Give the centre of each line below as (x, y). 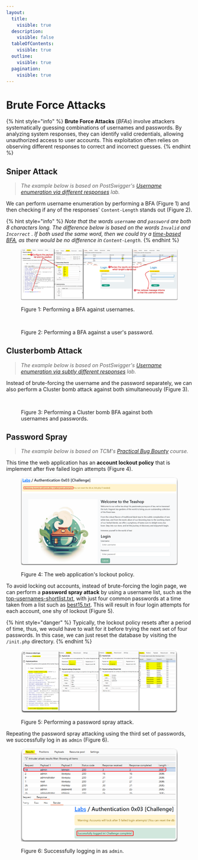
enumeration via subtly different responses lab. (78, 371)
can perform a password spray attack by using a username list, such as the (99, 592)
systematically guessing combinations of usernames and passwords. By (94, 128)
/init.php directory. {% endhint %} (49, 641)
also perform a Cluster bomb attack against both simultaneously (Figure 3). (98, 389)
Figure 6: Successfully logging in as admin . (72, 851)
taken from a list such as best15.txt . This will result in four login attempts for (98, 605)
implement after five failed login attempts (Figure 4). (69, 469)
